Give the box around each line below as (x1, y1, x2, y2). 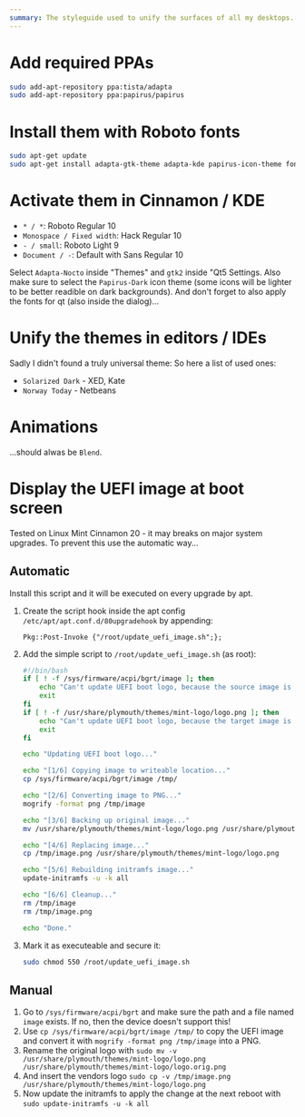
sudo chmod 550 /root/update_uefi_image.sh (22, 957, 191, 966)
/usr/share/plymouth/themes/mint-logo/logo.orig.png (22, 1063, 227, 1072)
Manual (9, 982, 53, 998)
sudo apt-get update (9, 152, 88, 161)
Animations (9, 416, 98, 437)
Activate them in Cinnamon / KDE (9, 191, 265, 211)
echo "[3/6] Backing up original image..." (22, 816, 191, 825)
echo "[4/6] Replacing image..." (22, 840, 150, 849)
